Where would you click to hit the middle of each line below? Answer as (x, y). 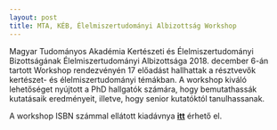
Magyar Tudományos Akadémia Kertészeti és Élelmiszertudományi (131, 51)
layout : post (33, 17)
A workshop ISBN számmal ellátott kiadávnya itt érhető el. (116, 116)
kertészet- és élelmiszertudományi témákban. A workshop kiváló (128, 79)
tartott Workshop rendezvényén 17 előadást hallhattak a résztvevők (133, 70)
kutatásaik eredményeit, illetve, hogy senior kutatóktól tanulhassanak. (137, 98)
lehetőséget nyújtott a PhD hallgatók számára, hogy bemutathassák (133, 89)
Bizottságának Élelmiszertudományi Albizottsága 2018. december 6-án (139, 61)
